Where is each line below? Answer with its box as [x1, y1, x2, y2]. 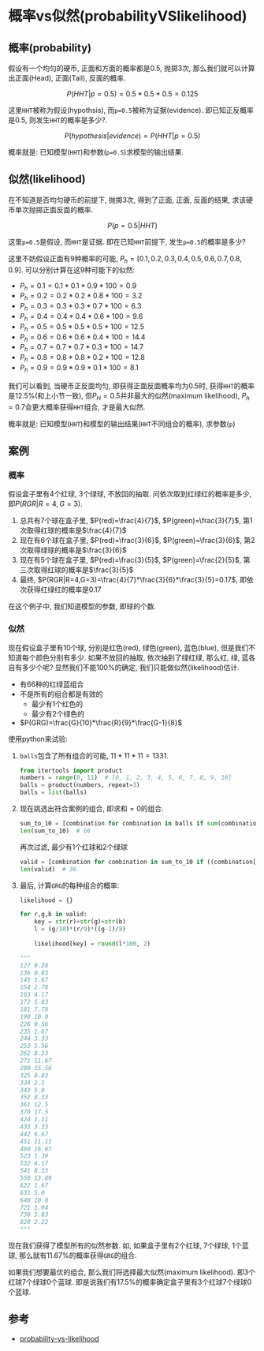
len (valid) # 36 [19, 865, 77, 873]
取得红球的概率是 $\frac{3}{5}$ [33, 565, 134, 574]
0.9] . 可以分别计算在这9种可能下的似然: [8, 265, 136, 275]
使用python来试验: [8, 734, 68, 743]
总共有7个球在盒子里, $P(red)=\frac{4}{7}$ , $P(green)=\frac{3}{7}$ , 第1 [19, 516, 254, 526]
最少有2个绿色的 [31, 709, 85, 718]
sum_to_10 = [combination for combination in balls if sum [19, 820, 218, 828]
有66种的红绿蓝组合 [19, 679, 84, 689]
